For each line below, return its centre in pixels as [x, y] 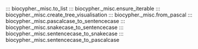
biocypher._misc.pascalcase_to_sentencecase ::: [66, 21]
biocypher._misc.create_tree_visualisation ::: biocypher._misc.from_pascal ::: [99, 15]
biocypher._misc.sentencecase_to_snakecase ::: [64, 34]
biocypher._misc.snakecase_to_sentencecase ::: [64, 27]
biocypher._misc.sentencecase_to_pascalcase [63, 40]
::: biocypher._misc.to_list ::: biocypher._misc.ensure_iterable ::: [83, 9]
